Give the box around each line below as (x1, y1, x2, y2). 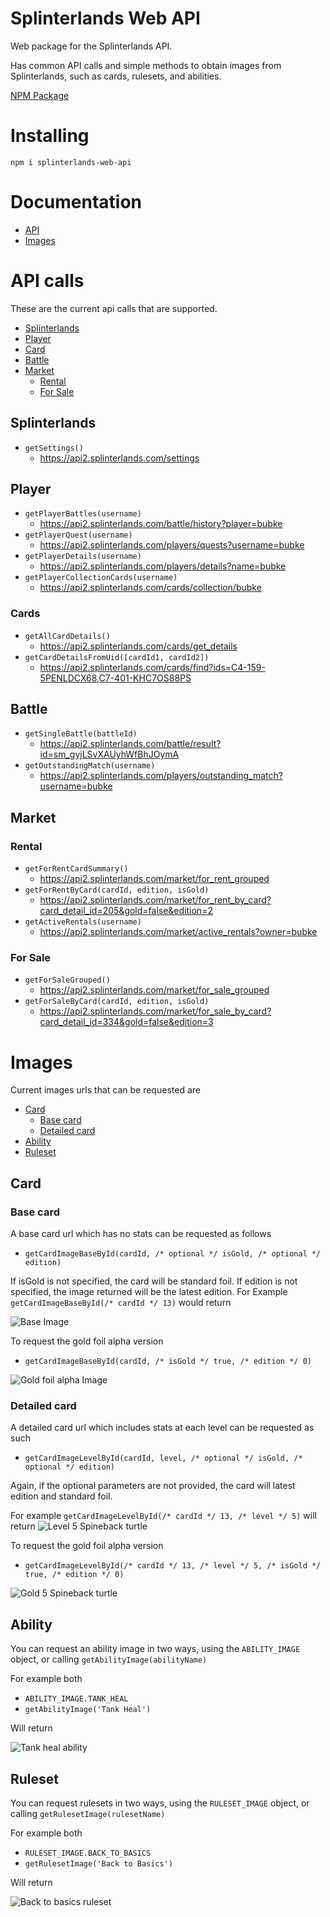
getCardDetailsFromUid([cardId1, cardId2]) (24, 652, 210, 662)
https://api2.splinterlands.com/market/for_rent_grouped (39, 873, 270, 885)
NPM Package (10, 89, 70, 101)
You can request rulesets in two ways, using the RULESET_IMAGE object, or (10, 1797, 310, 1809)
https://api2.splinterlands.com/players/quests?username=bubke (39, 539, 305, 551)
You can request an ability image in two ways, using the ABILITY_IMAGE (10, 1643, 301, 1655)
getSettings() (24, 443, 84, 453)
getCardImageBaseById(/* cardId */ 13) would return (10, 1297, 232, 1309)
